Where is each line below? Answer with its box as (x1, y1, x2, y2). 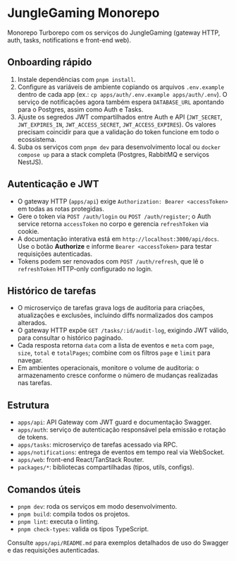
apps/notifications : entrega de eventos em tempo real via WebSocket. (17, 448, 225, 456)
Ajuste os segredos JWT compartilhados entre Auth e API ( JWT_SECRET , (17, 112, 223, 121)
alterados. (17, 319, 47, 327)
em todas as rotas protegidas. (17, 204, 104, 213)
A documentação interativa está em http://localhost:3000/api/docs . (17, 235, 220, 243)
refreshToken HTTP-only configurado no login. (17, 264, 153, 273)
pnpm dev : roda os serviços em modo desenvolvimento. (17, 502, 178, 510)
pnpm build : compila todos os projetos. (17, 510, 130, 518)
